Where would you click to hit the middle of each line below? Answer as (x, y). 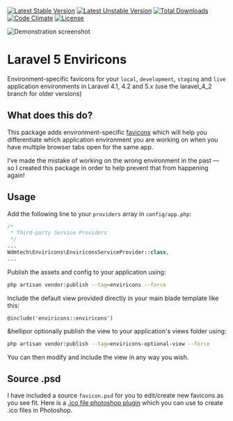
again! (16, 175)
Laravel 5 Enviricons (67, 60)
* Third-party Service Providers (59, 233)
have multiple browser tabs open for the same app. (80, 147)
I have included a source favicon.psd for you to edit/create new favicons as (115, 395)
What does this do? (50, 116)
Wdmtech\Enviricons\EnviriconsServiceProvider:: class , (88, 253)
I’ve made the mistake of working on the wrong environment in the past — (113, 160)
